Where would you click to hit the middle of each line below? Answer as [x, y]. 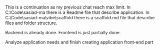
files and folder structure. [31, 23]
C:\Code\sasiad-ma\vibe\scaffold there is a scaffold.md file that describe [80, 18]
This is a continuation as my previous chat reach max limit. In [68, 7]
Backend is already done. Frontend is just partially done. [63, 32]
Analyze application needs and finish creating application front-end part [79, 42]
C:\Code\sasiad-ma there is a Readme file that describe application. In [77, 12]
